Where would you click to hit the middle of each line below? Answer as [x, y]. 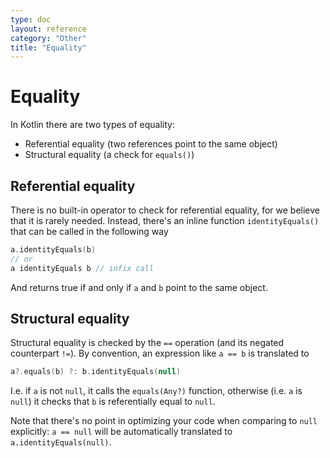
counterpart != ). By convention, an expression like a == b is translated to [160, 353]
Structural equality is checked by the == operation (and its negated [147, 343]
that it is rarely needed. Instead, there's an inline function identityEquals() [165, 220]
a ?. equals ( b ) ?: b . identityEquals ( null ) [96, 372]
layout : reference [48, 29]
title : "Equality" [48, 47]
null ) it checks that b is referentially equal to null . [113, 402]
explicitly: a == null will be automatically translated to [121, 432]
